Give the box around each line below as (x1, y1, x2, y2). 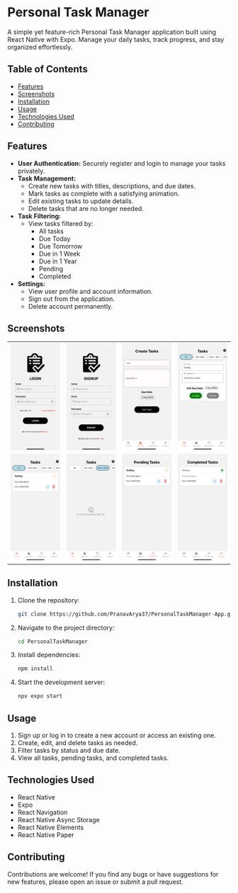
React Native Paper (17, 830, 74, 839)
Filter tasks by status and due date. (17, 746, 120, 754)
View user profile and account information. (28, 287, 154, 295)
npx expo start (17, 693, 63, 700)
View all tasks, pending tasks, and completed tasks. (17, 753, 169, 762)
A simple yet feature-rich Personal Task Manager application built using (7, 28, 217, 36)
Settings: (17, 279, 46, 288)
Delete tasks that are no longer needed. (28, 204, 144, 212)
